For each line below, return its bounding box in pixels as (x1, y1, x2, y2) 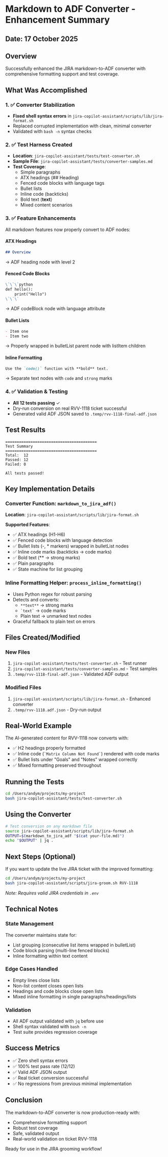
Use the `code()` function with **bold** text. (5, 366, 109, 371)
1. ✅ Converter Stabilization (5, 101, 75, 108)
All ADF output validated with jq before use (12, 1018, 104, 1025)
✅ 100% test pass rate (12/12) (12, 1063, 75, 1069)
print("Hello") (14, 291, 47, 297)
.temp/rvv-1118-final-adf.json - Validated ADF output (12, 671, 129, 677)
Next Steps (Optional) (5, 852, 76, 861)
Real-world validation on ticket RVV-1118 (12, 1135, 98, 1142)
